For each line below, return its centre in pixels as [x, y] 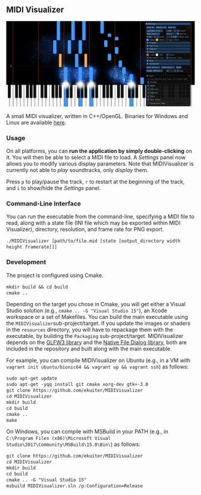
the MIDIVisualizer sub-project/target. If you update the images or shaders [98, 323]
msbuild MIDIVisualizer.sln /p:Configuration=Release [75, 486]
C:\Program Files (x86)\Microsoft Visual [59, 438]
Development [26, 262]
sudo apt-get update [32, 378]
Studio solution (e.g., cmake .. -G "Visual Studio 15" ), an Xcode [87, 310]
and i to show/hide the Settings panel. [54, 188]
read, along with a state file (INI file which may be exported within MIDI [93, 223]
